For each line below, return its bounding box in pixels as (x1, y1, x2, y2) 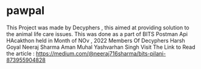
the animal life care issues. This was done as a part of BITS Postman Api (6, 30, 188, 37)
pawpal (6, 4, 44, 18)
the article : (6, 49, 35, 57)
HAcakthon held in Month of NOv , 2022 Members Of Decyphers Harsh (6, 37, 186, 44)
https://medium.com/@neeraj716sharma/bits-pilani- (35, 49, 166, 57)
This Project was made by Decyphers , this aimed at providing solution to (6, 24, 190, 31)
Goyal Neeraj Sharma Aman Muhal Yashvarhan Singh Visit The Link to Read (6, 43, 196, 51)
